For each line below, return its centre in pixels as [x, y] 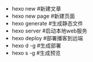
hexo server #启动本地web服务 [49, 31]
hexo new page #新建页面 [43, 16]
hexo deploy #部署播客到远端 [47, 38]
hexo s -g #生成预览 [36, 53]
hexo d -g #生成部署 [36, 45]
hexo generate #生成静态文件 [47, 23]
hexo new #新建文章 [36, 9]
